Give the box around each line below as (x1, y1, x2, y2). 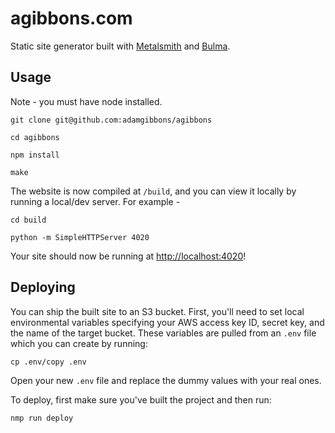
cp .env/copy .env (10, 357, 87, 367)
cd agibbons (10, 132, 60, 142)
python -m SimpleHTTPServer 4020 (10, 232, 150, 242)
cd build (10, 215, 47, 225)
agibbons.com (10, 7, 133, 30)
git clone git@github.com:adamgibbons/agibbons (10, 115, 213, 125)
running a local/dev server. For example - (10, 195, 181, 207)
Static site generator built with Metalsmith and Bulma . (10, 40, 231, 52)
